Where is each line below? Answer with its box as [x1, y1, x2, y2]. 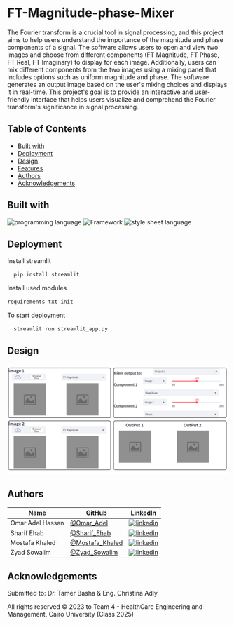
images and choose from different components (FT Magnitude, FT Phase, [7, 51, 219, 59]
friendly [7, 95, 30, 103]
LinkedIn [130, 509, 156, 517]
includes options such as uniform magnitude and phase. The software [7, 72, 209, 81]
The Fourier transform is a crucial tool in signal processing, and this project [7, 28, 224, 36]
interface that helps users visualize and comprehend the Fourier [31, 95, 216, 103]
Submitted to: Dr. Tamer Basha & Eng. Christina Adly [7, 589, 158, 598]
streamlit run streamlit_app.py [13, 325, 109, 332]
